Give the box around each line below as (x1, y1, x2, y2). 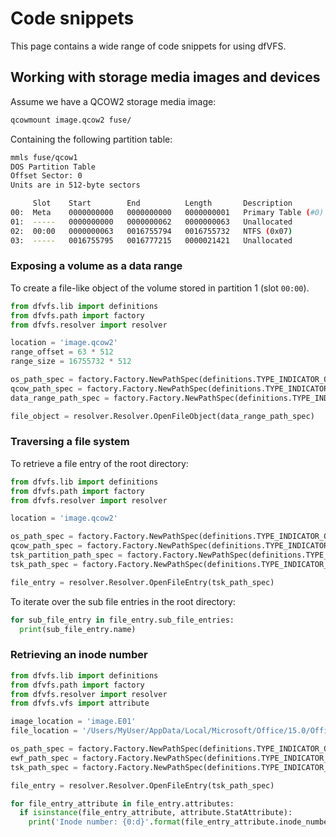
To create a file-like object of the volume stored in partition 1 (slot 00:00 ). (10, 282, 310, 294)
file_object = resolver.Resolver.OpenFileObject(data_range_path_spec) (10, 411, 315, 421)
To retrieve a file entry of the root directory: (10, 457, 189, 469)
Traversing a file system (10, 435, 130, 449)
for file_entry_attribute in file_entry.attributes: (10, 798, 235, 809)
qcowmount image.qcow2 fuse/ (10, 115, 132, 125)
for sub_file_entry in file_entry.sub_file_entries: (10, 615, 235, 625)
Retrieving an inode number (10, 648, 148, 662)
